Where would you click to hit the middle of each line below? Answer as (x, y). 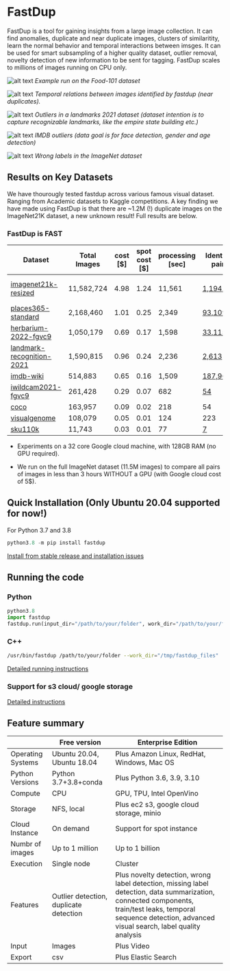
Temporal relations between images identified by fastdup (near (124, 94)
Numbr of (26, 844)
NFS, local (68, 809)
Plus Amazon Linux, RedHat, (161, 754)
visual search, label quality (158, 926)
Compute (25, 793)
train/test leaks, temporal (155, 909)
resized (23, 293)
